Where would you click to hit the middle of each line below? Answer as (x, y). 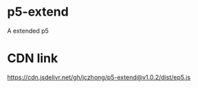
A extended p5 (28, 31)
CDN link (33, 58)
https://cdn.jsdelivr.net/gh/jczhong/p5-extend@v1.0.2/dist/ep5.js (99, 77)
